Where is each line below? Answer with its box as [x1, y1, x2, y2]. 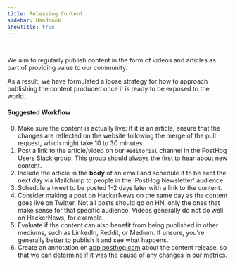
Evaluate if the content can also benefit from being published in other [17, 220, 219, 229]
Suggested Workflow [7, 108, 71, 117]
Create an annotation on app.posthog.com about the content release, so [17, 243, 227, 251]
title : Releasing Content [7, 10, 83, 18]
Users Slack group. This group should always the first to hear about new [17, 154, 228, 162]
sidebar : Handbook [7, 17, 61, 24]
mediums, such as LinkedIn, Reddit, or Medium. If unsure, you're [17, 228, 205, 237]
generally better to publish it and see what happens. [17, 236, 169, 244]
